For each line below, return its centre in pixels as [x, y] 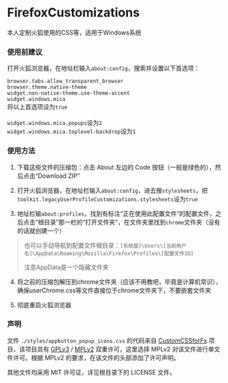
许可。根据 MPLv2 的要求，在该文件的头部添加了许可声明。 [96, 358]
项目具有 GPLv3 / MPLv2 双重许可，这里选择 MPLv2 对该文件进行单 [119, 349]
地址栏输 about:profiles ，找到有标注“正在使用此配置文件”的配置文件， [116, 213]
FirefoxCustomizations [74, 13]
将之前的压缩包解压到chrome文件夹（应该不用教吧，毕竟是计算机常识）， [119, 281]
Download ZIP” [59, 176]
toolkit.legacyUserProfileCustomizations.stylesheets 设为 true [107, 199]
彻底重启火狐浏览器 [44, 305]
